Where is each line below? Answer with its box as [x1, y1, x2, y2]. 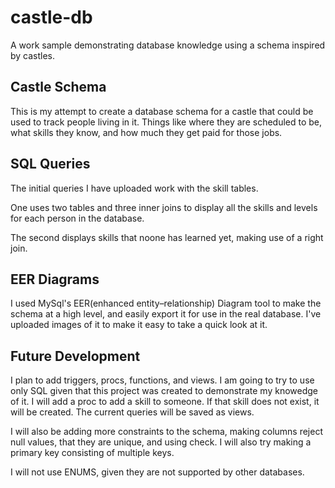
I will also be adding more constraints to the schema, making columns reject [10, 426, 324, 438]
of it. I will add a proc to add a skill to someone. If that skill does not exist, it [10, 396, 320, 408]
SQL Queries [10, 156, 91, 173]
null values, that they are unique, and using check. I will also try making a [10, 436, 312, 448]
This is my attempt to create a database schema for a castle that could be [10, 105, 314, 117]
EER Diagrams [10, 271, 100, 288]
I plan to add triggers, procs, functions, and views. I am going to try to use [10, 374, 315, 386]
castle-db [10, 6, 93, 29]
